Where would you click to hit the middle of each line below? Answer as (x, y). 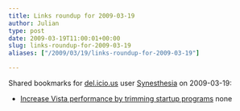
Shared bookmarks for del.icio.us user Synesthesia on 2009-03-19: (120, 83)
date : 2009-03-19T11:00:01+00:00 (64, 38)
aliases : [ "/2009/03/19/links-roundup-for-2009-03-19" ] (104, 53)
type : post (27, 31)
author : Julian (34, 23)
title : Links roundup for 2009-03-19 (72, 16)
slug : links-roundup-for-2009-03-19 (70, 46)
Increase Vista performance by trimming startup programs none (126, 99)
